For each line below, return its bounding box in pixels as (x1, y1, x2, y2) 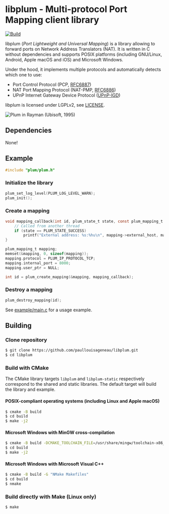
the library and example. (5, 386, 56, 393)
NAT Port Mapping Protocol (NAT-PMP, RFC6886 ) (12, 87, 116, 93)
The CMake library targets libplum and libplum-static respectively (5, 376, 145, 382)
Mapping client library (5, 14, 100, 26)
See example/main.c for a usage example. (5, 307, 92, 313)
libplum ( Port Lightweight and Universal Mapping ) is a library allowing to (5, 40, 155, 46)
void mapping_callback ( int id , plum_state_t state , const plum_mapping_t (5, 219, 163, 224)
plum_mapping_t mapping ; (5, 246, 57, 252)
